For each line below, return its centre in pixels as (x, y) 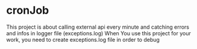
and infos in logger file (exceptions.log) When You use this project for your (98, 33)
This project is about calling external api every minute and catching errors (98, 27)
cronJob (28, 10)
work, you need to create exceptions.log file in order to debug (83, 39)
